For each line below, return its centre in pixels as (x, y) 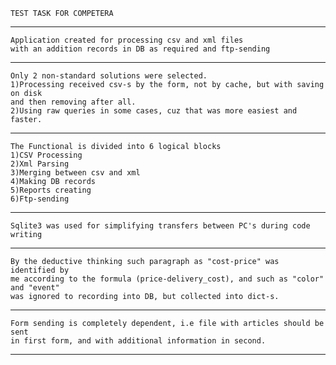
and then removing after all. (73, 102)
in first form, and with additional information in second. (138, 341)
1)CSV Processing (46, 155)
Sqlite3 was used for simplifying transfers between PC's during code (160, 226)
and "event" (35, 288)
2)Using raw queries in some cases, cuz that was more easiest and (154, 111)
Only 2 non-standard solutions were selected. (109, 76)
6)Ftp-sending (40, 199)
